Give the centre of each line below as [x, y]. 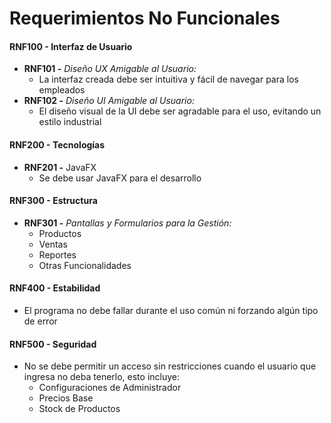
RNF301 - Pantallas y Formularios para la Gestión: [127, 223]
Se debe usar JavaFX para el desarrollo [120, 178]
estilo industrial [70, 122]
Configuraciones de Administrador [110, 388]
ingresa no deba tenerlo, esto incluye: [102, 377]
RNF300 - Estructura [53, 201]
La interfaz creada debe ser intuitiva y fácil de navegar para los [168, 79]
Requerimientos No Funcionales [145, 18]
